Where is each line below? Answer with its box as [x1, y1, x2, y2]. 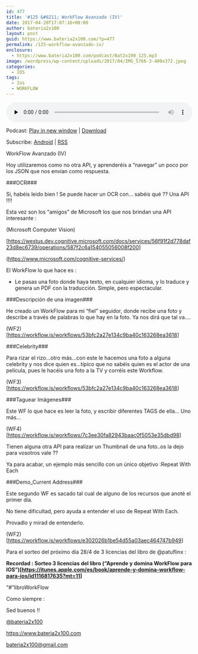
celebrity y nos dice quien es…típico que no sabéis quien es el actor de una [6, 360, 190, 367]
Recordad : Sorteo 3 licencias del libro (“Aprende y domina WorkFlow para [6, 559, 192, 566]
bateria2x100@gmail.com [6, 641, 69, 648]
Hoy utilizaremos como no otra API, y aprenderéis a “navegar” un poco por [6, 161, 189, 169]
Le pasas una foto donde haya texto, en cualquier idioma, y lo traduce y [14, 278, 190, 285]
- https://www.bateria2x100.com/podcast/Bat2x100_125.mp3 [11, 53, 158, 59]
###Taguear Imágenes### [6, 396, 72, 403]
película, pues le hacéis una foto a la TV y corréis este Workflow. [6, 367, 164, 374]
